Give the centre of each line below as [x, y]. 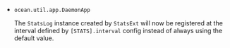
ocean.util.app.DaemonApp [52, 10]
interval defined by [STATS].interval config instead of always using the [118, 31]
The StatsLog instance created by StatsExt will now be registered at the [119, 23]
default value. [34, 38]
